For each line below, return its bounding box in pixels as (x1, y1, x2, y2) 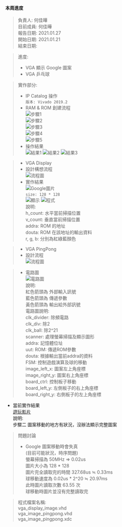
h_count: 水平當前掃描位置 (25, 210, 81, 216)
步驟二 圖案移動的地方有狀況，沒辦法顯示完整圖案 (12, 422, 117, 428)
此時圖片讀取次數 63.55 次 (25, 482, 81, 488)
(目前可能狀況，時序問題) (25, 450, 78, 456)
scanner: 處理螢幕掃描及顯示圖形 (25, 334, 94, 340)
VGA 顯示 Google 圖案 (25, 65, 72, 71)
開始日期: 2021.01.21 (17, 36, 60, 43)
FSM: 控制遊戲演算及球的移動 (25, 360, 87, 366)
